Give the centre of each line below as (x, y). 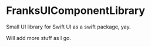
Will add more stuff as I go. (39, 38)
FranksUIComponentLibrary (76, 11)
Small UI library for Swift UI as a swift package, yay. (68, 27)
